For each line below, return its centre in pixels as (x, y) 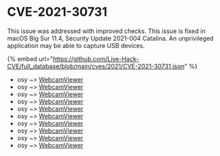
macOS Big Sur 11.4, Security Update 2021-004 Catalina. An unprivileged (111, 38)
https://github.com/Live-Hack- (96, 58)
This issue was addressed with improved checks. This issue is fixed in (107, 31)
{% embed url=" (30, 58)
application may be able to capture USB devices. (76, 45)
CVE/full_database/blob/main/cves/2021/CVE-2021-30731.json (96, 66)
